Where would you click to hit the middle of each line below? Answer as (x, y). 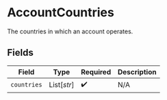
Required (96, 71)
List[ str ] (62, 85)
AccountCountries (61, 13)
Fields (21, 53)
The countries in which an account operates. (70, 31)
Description (137, 71)
